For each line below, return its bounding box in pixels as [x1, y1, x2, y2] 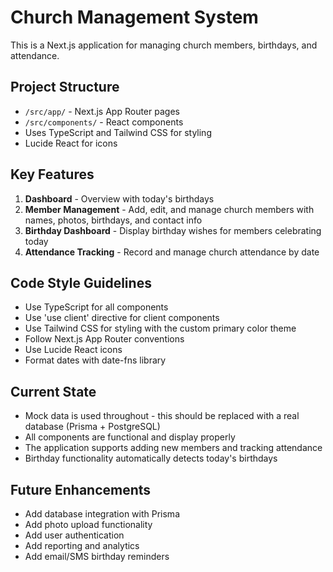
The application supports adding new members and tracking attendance [24, 442, 323, 454]
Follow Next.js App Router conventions [24, 333, 185, 345]
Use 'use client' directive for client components [24, 312, 220, 324]
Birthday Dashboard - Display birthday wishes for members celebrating [24, 224, 322, 236]
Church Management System [10, 6, 259, 29]
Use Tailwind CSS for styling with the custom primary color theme [24, 322, 297, 335]
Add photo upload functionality [24, 519, 153, 530]
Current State [10, 383, 97, 400]
